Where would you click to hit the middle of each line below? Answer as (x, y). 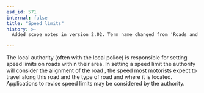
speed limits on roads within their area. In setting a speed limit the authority (101, 64)
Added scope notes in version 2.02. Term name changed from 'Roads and (105, 35)
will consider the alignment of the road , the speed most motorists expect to (102, 70)
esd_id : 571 (21, 12)
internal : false (27, 18)
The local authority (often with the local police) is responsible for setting (97, 58)
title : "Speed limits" (35, 23)
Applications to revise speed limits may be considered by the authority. (96, 84)
